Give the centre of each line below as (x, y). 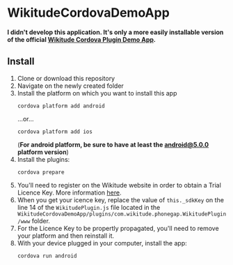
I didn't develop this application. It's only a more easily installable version (115, 32)
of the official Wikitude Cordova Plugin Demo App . (82, 39)
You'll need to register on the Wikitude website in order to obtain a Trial (119, 185)
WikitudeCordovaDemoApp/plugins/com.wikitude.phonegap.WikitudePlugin (122, 214)
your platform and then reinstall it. (66, 236)
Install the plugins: (43, 159)
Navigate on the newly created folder (70, 86)
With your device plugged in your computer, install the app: (102, 243)
